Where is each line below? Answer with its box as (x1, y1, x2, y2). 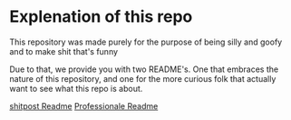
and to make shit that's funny (9, 45, 119, 56)
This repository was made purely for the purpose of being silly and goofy (9, 36, 283, 47)
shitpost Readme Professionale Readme (9, 100, 159, 111)
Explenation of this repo (9, 6, 193, 27)
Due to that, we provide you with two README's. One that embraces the (9, 64, 279, 75)
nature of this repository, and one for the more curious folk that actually (9, 73, 276, 84)
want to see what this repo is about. (9, 83, 143, 94)
